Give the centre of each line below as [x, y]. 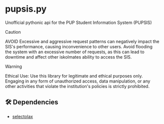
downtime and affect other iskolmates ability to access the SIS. [69, 57]
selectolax [23, 116]
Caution [13, 32]
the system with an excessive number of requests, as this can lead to [75, 52]
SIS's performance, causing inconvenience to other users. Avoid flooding [79, 46]
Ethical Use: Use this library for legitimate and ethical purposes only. [74, 76]
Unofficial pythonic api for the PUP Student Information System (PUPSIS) [79, 22]
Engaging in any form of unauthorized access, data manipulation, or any [78, 81]
